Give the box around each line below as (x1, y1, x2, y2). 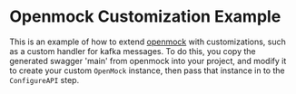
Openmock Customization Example (9, 6, 281, 27)
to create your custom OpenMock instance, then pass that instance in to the (9, 65, 285, 76)
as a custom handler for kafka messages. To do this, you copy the (9, 45, 256, 56)
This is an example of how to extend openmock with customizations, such (9, 36, 286, 47)
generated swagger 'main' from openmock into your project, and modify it (9, 55, 287, 66)
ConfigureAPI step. (9, 74, 80, 85)
